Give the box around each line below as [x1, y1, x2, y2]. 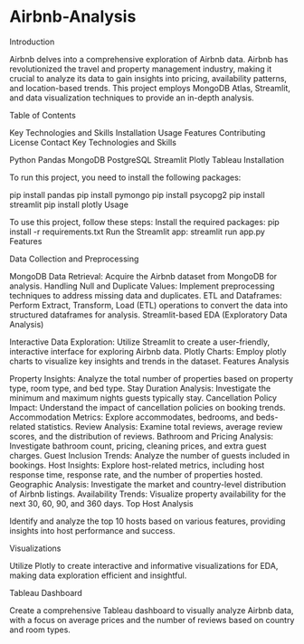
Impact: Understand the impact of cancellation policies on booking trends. [9, 402, 286, 412]
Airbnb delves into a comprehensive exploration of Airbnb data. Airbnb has [9, 53, 289, 64]
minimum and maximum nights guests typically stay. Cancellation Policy [9, 392, 278, 403]
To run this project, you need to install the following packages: [9, 172, 242, 183]
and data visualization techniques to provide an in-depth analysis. [9, 92, 255, 103]
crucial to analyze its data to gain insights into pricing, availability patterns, [9, 72, 288, 83]
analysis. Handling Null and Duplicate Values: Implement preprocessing [9, 280, 275, 291]
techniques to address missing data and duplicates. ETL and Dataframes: [9, 289, 282, 300]
